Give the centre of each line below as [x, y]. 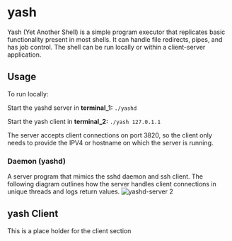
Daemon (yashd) [36, 161]
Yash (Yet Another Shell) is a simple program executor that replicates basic [116, 32]
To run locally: [28, 94]
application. [24, 55]
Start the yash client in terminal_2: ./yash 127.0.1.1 [84, 121]
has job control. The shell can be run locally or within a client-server [106, 47]
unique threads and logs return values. [64, 191]
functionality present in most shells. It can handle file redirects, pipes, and [115, 39]
